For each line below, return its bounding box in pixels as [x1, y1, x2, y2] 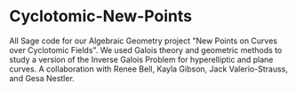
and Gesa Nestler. [9, 72, 76, 83]
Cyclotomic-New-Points [9, 6, 193, 27]
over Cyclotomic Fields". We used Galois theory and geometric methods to [9, 44, 283, 55]
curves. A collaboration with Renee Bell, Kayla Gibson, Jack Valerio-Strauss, [9, 64, 289, 74]
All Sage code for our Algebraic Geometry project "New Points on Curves [9, 35, 278, 46]
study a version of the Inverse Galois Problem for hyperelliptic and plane [9, 54, 274, 64]
